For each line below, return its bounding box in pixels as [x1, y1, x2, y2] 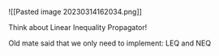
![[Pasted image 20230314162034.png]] [8, 7, 142, 16]
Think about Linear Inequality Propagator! [8, 23, 148, 32]
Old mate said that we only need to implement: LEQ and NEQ [8, 38, 212, 48]
